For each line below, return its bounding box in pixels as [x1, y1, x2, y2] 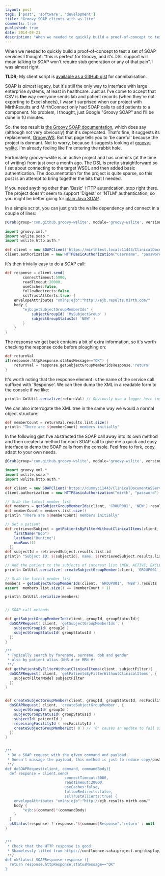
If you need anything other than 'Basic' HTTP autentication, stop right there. [5, 185, 159, 191]
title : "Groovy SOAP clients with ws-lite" [5, 16, 96, 21]
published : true [5, 26, 38, 31]
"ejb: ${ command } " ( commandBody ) [23, 807, 87, 812]
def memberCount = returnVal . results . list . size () [5, 420, 109, 425]
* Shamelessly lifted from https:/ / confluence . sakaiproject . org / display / [7, 848, 162, 853]
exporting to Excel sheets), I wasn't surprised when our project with [5, 99, 142, 105]
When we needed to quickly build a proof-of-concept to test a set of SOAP [5, 48, 156, 54]
